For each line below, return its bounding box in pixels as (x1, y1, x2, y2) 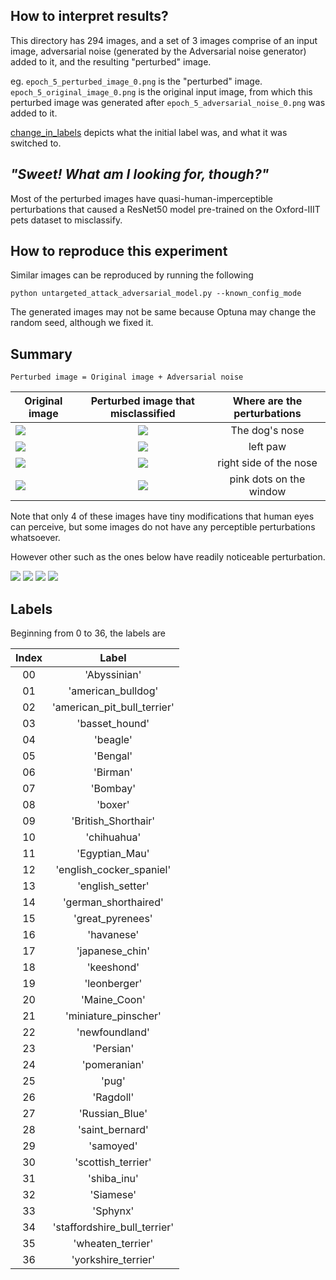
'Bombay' (90, 782, 137, 796)
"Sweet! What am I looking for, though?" (10, 166, 270, 183)
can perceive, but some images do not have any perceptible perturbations (10, 521, 316, 533)
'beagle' (94, 733, 133, 747)
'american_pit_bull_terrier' (52, 700, 175, 714)
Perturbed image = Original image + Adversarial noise (10, 372, 244, 383)
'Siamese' (89, 1188, 137, 1202)
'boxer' (96, 798, 130, 812)
